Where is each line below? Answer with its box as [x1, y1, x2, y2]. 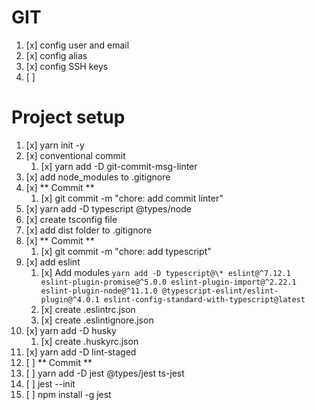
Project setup [11, 106, 126, 129]
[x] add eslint [25, 256, 81, 268]
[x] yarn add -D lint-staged [25, 346, 137, 358]
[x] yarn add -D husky [25, 324, 117, 336]
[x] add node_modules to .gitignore [25, 171, 171, 183]
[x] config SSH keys [25, 60, 109, 72]
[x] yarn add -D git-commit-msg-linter [40, 160, 198, 172]
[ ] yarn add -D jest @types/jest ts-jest [25, 367, 185, 379]
